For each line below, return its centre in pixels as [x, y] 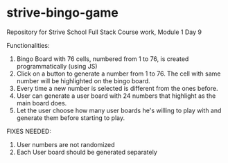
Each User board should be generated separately [87, 152]
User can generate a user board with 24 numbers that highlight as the [116, 96]
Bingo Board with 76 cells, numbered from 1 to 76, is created [103, 59]
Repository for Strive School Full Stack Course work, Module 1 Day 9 [104, 32]
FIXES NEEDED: [29, 131]
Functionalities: [28, 45]
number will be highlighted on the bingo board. [83, 80]
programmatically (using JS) [57, 66]
